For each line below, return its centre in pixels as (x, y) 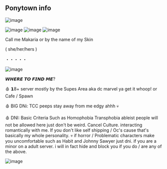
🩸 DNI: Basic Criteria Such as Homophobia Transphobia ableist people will (82, 118)
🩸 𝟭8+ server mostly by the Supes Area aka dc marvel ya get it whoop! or (81, 88)
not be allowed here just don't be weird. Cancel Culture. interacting (74, 125)
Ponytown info (28, 8)
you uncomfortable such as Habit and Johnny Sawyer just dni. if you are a (81, 141)
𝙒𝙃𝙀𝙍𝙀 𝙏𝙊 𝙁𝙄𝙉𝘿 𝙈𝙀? (30, 79)
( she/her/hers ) (21, 49)
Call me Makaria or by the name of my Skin (49, 39)
